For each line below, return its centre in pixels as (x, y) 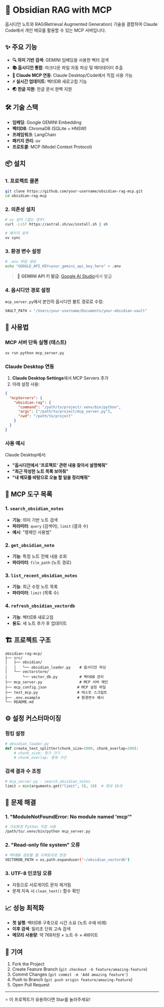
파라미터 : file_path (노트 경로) (42, 563)
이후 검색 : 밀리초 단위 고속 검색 (41, 929)
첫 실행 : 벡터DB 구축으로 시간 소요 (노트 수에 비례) (59, 923)
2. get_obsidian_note (30, 545)
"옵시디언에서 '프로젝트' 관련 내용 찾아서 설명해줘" (60, 465)
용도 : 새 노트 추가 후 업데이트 (40, 623)
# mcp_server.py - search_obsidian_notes (48, 781)
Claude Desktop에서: (26, 455)
